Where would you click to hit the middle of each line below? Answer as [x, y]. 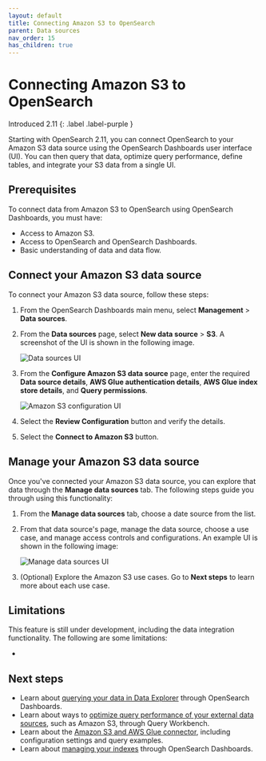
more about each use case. [65, 585]
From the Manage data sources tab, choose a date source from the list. [138, 513]
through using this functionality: [61, 498]
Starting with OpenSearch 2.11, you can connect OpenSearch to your [121, 140]
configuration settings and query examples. [91, 740]
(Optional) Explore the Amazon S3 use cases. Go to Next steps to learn [137, 577]
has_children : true [41, 46]
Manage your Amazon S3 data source [104, 462]
